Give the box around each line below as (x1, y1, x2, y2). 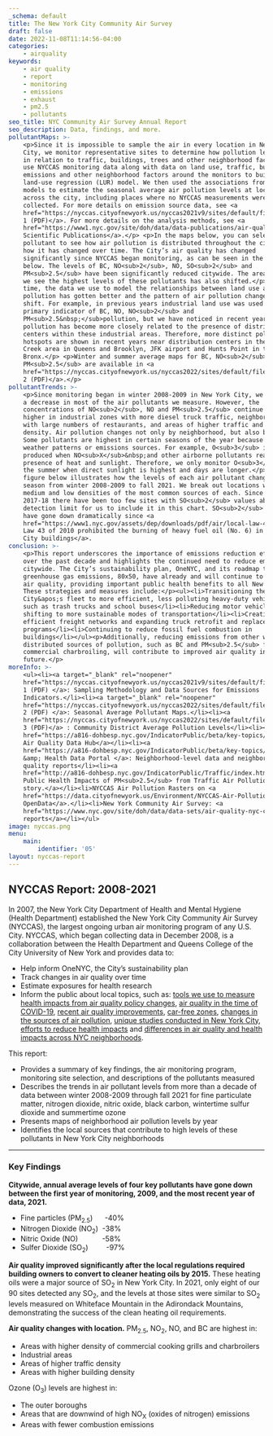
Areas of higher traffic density (19, 1358, 121, 1368)
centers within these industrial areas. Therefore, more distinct (23, 330, 253, 338)
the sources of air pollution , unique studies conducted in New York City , (19, 1015, 262, 1025)
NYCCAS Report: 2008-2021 (8, 883, 157, 897)
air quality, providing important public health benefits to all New (23, 580, 264, 588)
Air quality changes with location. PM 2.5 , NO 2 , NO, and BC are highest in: (8, 1323, 258, 1335)
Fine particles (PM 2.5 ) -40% (19, 1213, 124, 1224)
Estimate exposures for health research (19, 981, 153, 990)
